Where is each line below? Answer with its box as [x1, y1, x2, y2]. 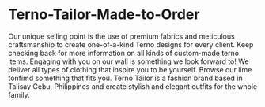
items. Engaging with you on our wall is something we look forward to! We [8, 57, 249, 66]
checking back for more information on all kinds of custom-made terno [8, 48, 240, 57]
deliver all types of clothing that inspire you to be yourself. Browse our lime [8, 65, 252, 74]
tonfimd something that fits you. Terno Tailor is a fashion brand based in [8, 73, 243, 83]
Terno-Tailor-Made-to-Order [8, 6, 200, 24]
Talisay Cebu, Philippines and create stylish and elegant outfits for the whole [8, 81, 258, 91]
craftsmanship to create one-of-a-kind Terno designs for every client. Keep [8, 39, 254, 49]
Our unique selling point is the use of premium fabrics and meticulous [8, 31, 235, 41]
